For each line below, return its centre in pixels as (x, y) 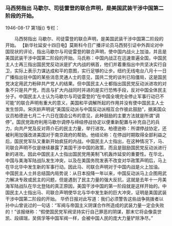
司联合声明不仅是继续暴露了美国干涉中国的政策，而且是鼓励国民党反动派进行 (86, 148)
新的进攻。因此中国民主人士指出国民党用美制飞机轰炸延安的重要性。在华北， (86, 154)
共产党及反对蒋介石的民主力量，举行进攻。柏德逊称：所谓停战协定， (90, 129)
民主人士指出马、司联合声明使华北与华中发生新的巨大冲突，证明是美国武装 (88, 193)
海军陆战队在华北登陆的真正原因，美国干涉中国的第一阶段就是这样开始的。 (84, 186)
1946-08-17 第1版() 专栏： (33, 28)
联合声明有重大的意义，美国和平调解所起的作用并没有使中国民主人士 (93, 103)
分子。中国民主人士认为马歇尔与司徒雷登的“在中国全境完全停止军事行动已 (83, 96)
